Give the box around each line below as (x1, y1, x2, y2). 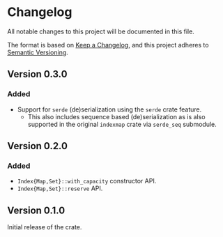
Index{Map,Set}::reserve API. (17, 184, 103, 192)
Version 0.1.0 (7, 204, 66, 216)
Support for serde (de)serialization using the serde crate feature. (17, 105, 202, 114)
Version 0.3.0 (7, 68, 68, 80)
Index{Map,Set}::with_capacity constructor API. (17, 177, 157, 185)
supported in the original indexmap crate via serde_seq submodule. (27, 120, 217, 128)
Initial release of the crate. (7, 223, 82, 231)
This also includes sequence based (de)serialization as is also (27, 112, 206, 121)
